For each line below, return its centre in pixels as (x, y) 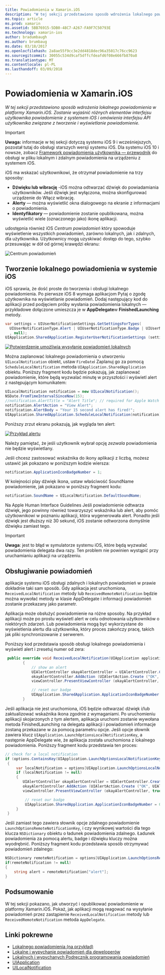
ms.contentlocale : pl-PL (30, 65)
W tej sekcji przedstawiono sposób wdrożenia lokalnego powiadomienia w (81, 107)
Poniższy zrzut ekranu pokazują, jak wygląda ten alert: (60, 424)
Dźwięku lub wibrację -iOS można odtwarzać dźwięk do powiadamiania (85, 187)
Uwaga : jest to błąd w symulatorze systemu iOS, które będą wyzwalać (76, 545)
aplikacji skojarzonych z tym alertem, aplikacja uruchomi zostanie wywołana (82, 719)
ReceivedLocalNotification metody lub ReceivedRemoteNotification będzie (81, 594)
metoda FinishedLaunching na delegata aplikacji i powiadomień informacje (81, 724)
